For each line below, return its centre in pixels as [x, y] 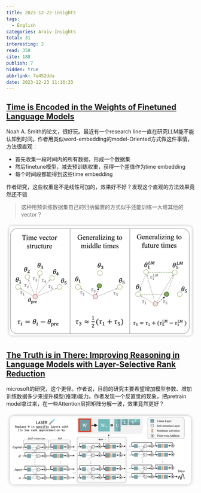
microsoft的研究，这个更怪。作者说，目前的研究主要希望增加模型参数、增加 [99, 389]
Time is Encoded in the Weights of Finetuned [91, 107]
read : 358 [19, 51]
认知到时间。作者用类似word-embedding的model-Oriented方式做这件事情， [100, 139]
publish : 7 [20, 63]
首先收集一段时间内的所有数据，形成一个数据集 [72, 159]
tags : [13, 19]
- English [24, 25]
